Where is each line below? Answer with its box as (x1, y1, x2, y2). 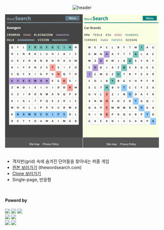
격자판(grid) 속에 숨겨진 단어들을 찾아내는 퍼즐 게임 (12, 158, 110, 164)
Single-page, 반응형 (12, 176, 51, 182)
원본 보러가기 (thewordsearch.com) (12, 164, 82, 170)
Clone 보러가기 (12, 171, 41, 176)
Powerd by (5, 197, 27, 203)
